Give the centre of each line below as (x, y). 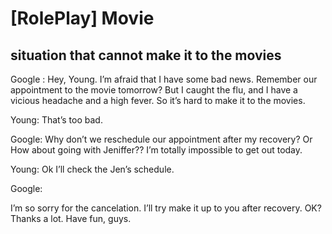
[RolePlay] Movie (82, 18)
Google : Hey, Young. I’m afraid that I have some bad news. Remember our (164, 79)
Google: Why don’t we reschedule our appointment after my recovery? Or (161, 139)
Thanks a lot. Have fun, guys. (71, 218)
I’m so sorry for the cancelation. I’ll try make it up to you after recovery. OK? (166, 208)
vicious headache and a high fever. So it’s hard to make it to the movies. (158, 100)
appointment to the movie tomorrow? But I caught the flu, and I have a (154, 90)
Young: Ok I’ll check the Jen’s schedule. (92, 169)
